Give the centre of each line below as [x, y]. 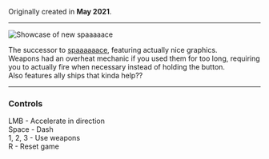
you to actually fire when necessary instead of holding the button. [117, 67]
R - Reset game [34, 146]
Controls [26, 103]
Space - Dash [31, 129]
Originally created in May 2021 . [60, 12]
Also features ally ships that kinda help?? [76, 76]
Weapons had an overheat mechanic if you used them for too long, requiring [134, 58]
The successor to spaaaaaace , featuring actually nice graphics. [113, 50]
